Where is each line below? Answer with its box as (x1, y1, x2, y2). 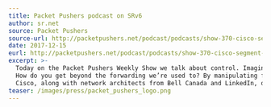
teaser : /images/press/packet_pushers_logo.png (8, 86, 172, 95)
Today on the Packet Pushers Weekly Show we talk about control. (15, 64, 240, 72)
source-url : (8, 34, 48, 43)
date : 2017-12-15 (8, 42, 67, 50)
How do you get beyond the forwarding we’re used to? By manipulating (15, 72, 258, 80)
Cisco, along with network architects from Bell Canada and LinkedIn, (15, 79, 258, 87)
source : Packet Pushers (8, 27, 89, 35)
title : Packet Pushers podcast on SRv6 (8, 11, 143, 20)
